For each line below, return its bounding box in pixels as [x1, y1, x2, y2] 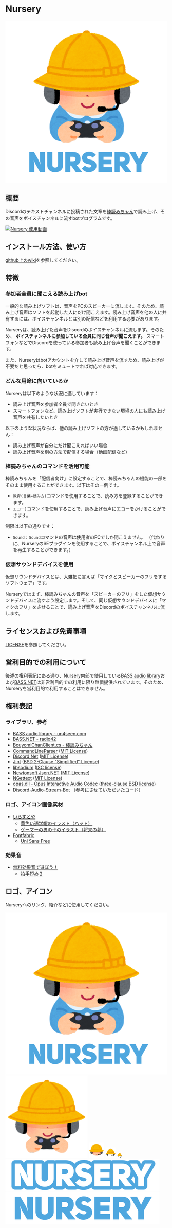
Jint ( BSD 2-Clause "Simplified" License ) [12, 759, 100, 765]
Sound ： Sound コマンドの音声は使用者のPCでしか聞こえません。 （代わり [12, 533, 165, 540]
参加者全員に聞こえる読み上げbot [5, 290, 87, 297]
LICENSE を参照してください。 [5, 641, 69, 647]
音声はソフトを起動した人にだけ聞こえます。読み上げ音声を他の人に [18, 309, 163, 315]
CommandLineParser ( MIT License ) [12, 748, 88, 754]
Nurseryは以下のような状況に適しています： [5, 390, 99, 396]
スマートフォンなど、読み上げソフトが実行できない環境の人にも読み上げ [12, 407, 166, 414]
